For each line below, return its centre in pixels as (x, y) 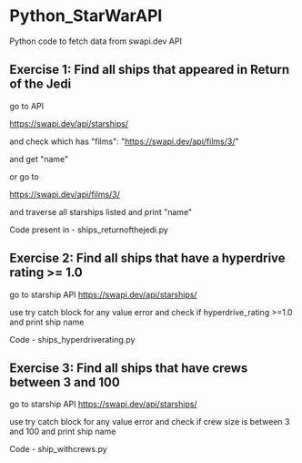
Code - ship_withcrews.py (58, 449)
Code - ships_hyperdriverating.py (72, 339)
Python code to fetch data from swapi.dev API (96, 41)
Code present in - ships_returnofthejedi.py (89, 230)
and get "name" (39, 159)
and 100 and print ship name (63, 432)
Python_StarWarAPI (86, 16)
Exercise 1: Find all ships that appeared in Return (150, 70)
